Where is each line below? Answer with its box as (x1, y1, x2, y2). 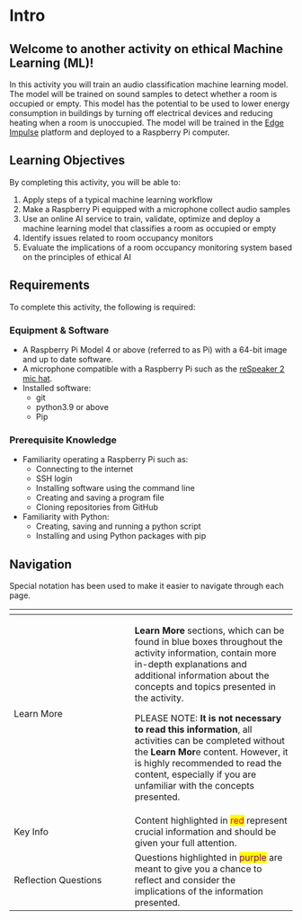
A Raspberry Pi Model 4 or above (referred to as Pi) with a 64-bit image (22, 344, 288, 355)
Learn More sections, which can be (134, 624, 285, 637)
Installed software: (22, 382, 92, 393)
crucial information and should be (134, 826, 277, 838)
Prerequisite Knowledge (9, 433, 117, 446)
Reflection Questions (13, 874, 102, 887)
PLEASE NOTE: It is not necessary (134, 712, 281, 725)
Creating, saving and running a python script (35, 521, 201, 531)
